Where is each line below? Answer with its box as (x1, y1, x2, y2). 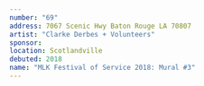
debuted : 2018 (9, 55, 63, 64)
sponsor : (9, 38, 42, 47)
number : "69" (9, 13, 59, 22)
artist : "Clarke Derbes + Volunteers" (9, 30, 155, 39)
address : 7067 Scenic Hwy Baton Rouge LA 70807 (9, 21, 192, 30)
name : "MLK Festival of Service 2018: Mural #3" (9, 64, 196, 73)
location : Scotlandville (9, 47, 103, 56)
